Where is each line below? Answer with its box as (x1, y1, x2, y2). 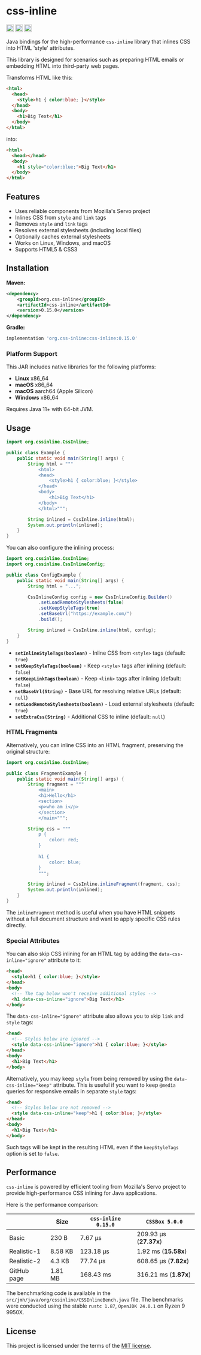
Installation (6, 263, 49, 274)
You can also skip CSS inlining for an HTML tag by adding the (6, 950, 157, 958)
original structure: (6, 748, 50, 755)
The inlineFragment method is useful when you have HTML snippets (6, 909, 175, 916)
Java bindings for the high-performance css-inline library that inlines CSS (6, 38, 191, 45)
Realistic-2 (9, 1257, 41, 1266)
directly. (6, 921, 26, 928)
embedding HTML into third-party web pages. (6, 62, 120, 70)
